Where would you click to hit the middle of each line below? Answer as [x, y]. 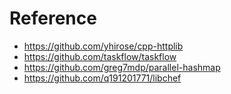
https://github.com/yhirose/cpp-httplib [103, 46]
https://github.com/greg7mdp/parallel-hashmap [122, 67]
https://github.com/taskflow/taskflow [100, 56]
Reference [53, 18]
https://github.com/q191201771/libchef [102, 78]
